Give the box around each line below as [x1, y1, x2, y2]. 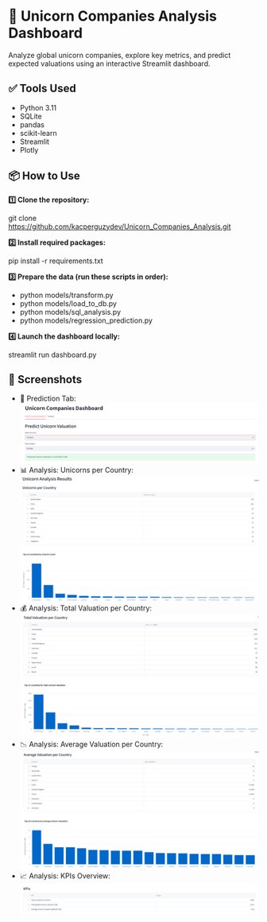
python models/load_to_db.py [19, 298, 118, 308]
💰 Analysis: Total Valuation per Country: [19, 603, 153, 613]
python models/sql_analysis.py [19, 307, 122, 316]
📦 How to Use [8, 169, 81, 183]
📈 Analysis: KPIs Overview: [19, 870, 111, 881]
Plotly [19, 145, 39, 154]
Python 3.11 [19, 103, 57, 112]
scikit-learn [19, 128, 57, 138]
